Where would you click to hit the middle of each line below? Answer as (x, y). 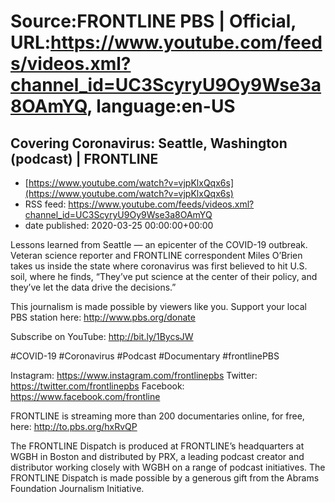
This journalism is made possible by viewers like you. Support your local (158, 306)
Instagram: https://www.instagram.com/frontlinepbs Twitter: (134, 375)
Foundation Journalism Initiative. (77, 488)
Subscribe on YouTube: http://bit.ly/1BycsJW (102, 336)
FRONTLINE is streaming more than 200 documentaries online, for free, (157, 416)
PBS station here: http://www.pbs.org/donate (103, 317)
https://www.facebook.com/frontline (85, 396)
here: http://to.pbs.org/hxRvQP (74, 426)
